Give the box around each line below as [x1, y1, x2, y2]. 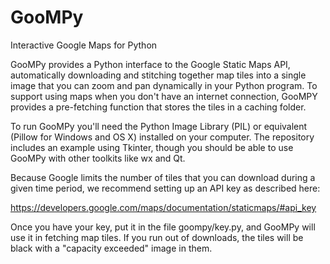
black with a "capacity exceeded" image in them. [10, 242, 213, 254]
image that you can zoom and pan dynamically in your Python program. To [10, 79, 318, 91]
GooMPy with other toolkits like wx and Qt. [10, 152, 186, 164]
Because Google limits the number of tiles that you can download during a [10, 171, 316, 183]
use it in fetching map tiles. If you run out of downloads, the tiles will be [10, 231, 304, 243]
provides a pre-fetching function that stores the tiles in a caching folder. [10, 101, 307, 113]
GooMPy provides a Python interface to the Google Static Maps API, [10, 58, 291, 70]
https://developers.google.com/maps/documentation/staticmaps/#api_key [10, 201, 317, 213]
